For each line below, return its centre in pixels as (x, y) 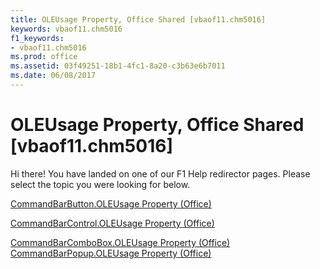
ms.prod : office (44, 57)
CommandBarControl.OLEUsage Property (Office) (112, 223)
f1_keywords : (37, 38)
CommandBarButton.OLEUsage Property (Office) (111, 203)
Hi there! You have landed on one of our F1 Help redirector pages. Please (160, 173)
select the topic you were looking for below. (100, 184)
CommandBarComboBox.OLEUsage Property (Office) (120, 242)
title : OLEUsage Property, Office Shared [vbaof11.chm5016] (138, 19)
